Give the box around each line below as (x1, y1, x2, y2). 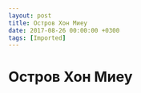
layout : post (8, 11, 52, 20)
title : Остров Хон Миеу (8, 19, 88, 27)
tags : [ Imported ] (8, 33, 66, 42)
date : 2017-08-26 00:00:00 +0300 (8, 26, 120, 34)
